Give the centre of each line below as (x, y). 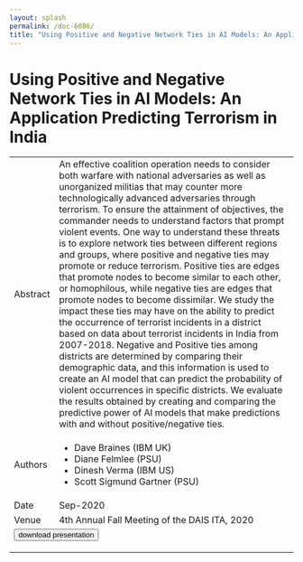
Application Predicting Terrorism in (143, 117)
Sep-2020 (82, 505)
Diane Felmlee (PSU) (118, 459)
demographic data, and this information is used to (164, 368)
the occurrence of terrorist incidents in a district (160, 323)
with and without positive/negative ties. (142, 424)
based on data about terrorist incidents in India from (169, 333)
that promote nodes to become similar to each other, (170, 277)
